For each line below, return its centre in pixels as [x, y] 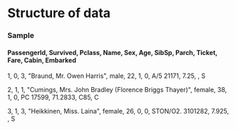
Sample [21, 36]
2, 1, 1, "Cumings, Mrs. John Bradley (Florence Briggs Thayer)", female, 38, [117, 90]
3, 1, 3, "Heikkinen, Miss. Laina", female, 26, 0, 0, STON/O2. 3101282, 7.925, [118, 111]
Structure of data [59, 13]
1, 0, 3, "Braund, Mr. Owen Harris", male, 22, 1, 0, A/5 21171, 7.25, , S [107, 76]
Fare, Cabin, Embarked [42, 60]
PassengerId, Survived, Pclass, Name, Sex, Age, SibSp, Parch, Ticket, [112, 52]
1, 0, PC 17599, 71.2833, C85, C [53, 97]
